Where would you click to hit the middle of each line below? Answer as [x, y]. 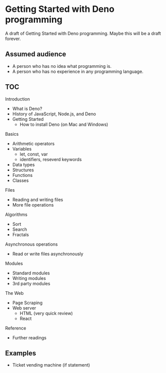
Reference [16, 328]
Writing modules [29, 278]
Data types [24, 164]
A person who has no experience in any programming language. [78, 71]
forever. [13, 39]
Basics [12, 134]
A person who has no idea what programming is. [62, 66]
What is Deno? [27, 108]
